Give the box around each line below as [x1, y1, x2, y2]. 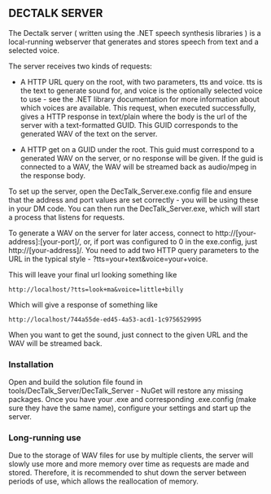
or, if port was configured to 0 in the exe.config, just [83, 236, 258, 247]
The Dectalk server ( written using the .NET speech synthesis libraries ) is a [8, 28, 262, 37]
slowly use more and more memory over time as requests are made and [8, 459, 250, 469]
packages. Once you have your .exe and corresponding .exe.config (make [8, 395, 256, 404]
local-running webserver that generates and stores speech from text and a [8, 37, 259, 46]
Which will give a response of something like [8, 299, 159, 309]
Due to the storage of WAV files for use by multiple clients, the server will [8, 451, 254, 461]
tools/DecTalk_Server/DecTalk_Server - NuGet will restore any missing [8, 386, 243, 396]
